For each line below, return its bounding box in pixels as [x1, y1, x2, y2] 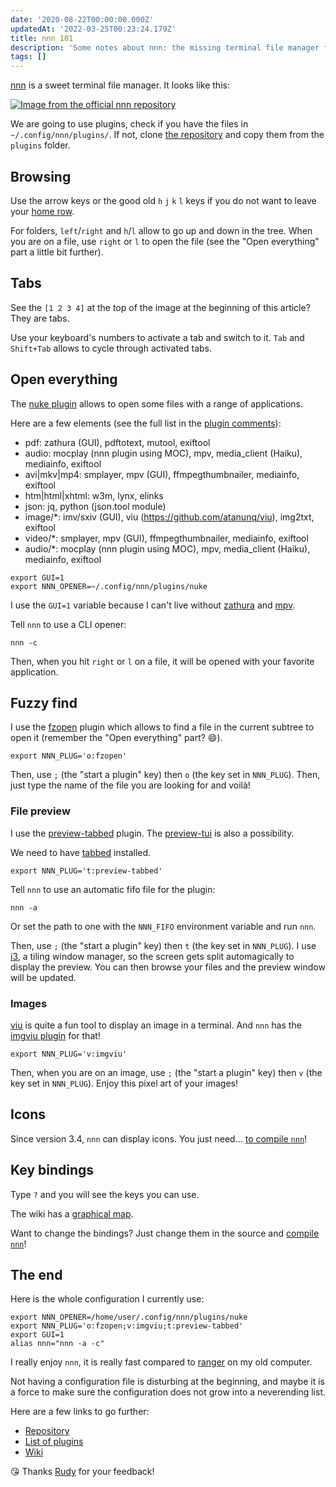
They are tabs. [10, 312, 70, 324]
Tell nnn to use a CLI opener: [10, 618, 127, 630]
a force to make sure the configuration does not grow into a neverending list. [10, 1386, 327, 1398]
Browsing [10, 168, 72, 185]
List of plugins [24, 1436, 84, 1448]
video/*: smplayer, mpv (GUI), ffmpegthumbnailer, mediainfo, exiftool [24, 532, 309, 544]
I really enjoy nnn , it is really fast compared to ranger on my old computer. [10, 1356, 313, 1368]
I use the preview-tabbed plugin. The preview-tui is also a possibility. [10, 827, 295, 839]
